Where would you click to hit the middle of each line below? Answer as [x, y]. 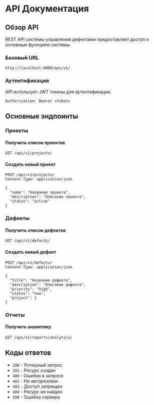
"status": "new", [28, 293]
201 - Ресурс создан [34, 370]
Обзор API [22, 27]
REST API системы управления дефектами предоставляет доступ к [77, 39]
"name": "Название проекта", [40, 192]
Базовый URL [22, 57]
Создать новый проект [30, 164]
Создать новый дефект [31, 252]
